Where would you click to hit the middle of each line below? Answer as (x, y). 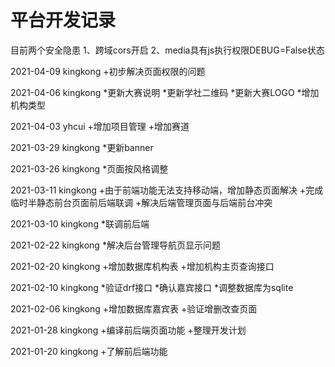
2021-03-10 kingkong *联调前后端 (80, 223)
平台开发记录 (63, 20)
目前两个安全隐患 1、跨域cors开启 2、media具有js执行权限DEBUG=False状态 (167, 50)
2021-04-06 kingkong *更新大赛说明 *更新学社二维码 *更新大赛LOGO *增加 (165, 92)
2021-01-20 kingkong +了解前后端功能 (89, 351)
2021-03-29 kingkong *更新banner (82, 147)
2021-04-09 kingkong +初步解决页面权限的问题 (108, 71)
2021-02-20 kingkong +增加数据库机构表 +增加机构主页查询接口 (142, 266)
